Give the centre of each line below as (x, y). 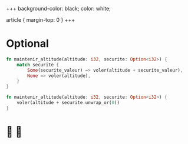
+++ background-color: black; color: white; (58, 9)
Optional (27, 44)
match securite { (38, 65)
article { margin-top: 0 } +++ (41, 20)
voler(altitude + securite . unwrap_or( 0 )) (68, 103)
